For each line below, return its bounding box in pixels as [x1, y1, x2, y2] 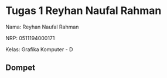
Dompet [5, 63, 36, 73]
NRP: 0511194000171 [5, 34, 55, 41]
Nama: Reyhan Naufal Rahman [5, 23, 79, 30]
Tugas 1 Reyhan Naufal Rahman [5, 4, 162, 17]
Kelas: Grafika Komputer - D [5, 45, 73, 53]
